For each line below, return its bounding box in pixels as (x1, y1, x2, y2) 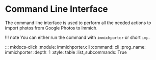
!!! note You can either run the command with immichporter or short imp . (5, 34, 150, 40)
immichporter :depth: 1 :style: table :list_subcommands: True (5, 49, 127, 55)
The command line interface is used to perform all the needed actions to (5, 20, 151, 26)
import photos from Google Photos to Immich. (5, 25, 98, 30)
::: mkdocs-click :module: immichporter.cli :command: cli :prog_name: (5, 44, 146, 50)
